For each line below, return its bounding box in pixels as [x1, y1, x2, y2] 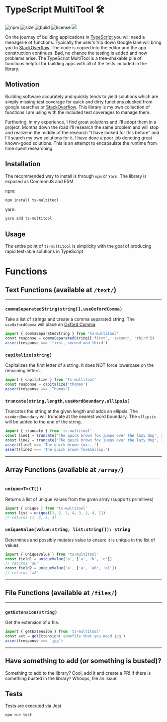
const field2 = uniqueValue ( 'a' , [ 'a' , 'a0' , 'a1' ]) [5, 566, 117, 571]
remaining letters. [5, 368, 41, 374]
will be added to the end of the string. [5, 419, 82, 425]
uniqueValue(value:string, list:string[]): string [5, 527, 130, 532]
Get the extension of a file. [5, 619, 60, 625]
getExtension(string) [5, 609, 58, 615]
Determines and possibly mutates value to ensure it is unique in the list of [5, 537, 156, 543]
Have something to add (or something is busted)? [5, 657, 162, 665]
